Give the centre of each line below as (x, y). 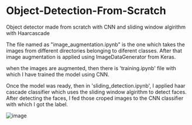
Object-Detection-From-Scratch (86, 11)
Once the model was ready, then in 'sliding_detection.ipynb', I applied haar (96, 85)
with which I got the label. (37, 104)
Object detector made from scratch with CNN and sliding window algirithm (96, 27)
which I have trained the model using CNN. (58, 74)
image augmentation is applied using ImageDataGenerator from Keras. (91, 57)
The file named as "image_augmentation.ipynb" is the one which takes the (96, 44)
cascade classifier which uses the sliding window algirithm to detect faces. (97, 92)
